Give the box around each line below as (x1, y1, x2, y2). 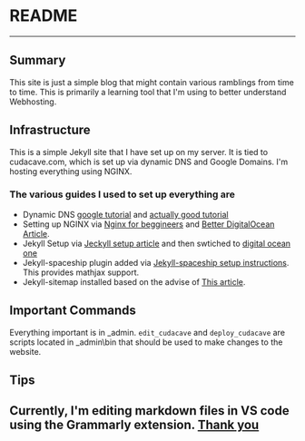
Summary (9, 53, 66, 68)
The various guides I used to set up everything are (9, 188, 236, 201)
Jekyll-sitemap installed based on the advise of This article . (22, 276, 246, 287)
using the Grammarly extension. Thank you (9, 417, 260, 433)
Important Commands (9, 303, 136, 318)
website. (9, 346, 42, 357)
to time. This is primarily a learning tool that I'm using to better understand (9, 86, 287, 97)
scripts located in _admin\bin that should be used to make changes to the (9, 337, 283, 348)
